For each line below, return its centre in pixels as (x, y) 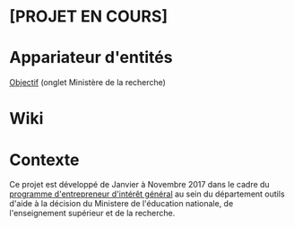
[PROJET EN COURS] (89, 17)
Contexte (44, 160)
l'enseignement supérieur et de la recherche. (92, 214)
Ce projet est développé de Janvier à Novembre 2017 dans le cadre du (140, 185)
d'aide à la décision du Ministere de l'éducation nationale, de (121, 204)
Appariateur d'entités (91, 58)
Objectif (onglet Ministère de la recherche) (87, 83)
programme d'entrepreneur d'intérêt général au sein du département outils (147, 194)
